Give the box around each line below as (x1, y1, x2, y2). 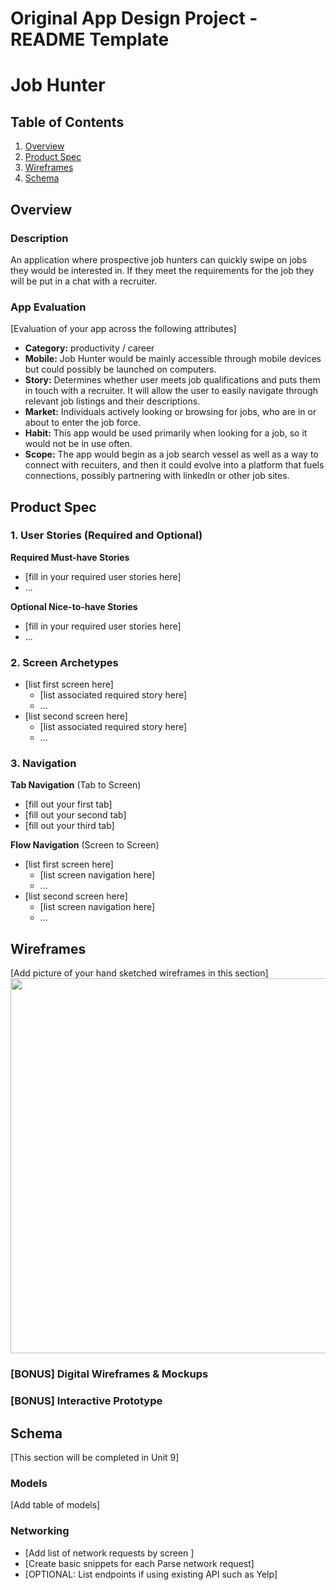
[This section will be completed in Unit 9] (10, 1451, 180, 1463)
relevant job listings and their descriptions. (24, 395, 201, 407)
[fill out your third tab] (24, 820, 115, 832)
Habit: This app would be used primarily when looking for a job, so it (24, 427, 308, 439)
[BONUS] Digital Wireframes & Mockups (10, 1367, 209, 1381)
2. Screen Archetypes (10, 655, 119, 669)
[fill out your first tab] (24, 798, 113, 811)
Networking (10, 1524, 70, 1538)
